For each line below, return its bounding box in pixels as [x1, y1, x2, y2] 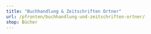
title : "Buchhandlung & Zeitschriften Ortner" [6, 8, 122, 14]
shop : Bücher [6, 19, 38, 25]
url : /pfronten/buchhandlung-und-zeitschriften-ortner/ [6, 14, 145, 20]
